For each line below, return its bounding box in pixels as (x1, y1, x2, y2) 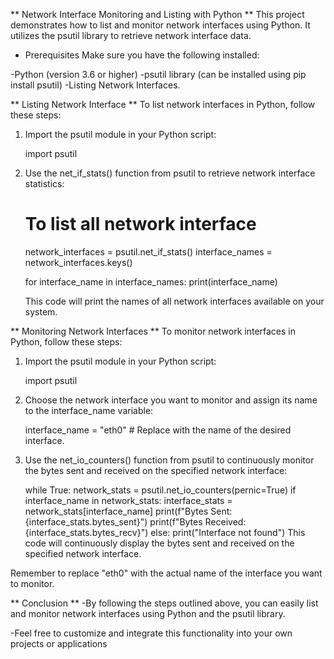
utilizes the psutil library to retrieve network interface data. (10, 30, 252, 41)
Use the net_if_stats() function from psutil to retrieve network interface (24, 167, 316, 179)
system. (24, 305, 58, 318)
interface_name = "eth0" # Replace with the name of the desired (24, 424, 292, 436)
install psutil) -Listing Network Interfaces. (10, 79, 181, 91)
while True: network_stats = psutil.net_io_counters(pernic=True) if (24, 484, 297, 496)
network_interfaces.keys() (24, 256, 133, 268)
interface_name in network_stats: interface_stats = (24, 494, 233, 506)
